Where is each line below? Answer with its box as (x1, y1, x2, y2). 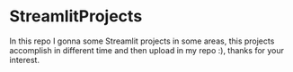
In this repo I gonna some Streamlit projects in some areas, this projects (9, 36, 275, 46)
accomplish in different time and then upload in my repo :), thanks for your (9, 44, 285, 55)
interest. (9, 54, 40, 65)
